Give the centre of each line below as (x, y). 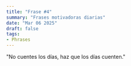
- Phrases (19, 40)
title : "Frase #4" (29, 12)
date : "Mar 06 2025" (32, 23)
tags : (13, 34)
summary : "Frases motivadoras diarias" (56, 17)
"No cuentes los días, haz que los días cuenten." (66, 57)
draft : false (22, 28)
